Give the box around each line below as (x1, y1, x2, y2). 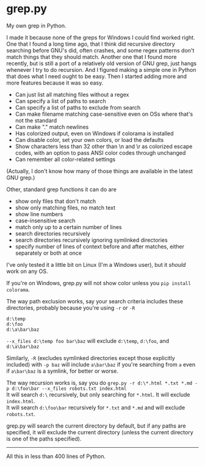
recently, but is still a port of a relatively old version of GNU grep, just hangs (6, 60, 197, 67)
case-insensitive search (15, 217, 76, 224)
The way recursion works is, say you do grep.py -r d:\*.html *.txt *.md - (6, 379, 198, 386)
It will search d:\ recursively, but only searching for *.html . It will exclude (6, 390, 190, 398)
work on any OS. (6, 267, 48, 275)
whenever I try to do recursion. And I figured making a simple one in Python (6, 66, 196, 73)
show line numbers (15, 210, 63, 217)
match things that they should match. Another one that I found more (6, 53, 177, 60)
